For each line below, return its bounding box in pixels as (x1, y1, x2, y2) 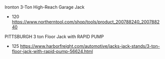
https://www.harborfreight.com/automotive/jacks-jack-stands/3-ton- (20, 43, 160, 49)
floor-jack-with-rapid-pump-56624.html (11, 49, 93, 54)
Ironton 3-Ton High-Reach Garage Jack (4, 4, 85, 10)
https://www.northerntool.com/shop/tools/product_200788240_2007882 (11, 19, 160, 25)
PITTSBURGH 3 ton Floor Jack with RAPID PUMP (4, 34, 104, 39)
